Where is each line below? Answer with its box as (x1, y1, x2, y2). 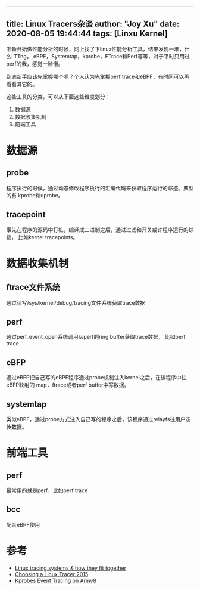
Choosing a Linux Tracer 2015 (14, 570, 89, 577)
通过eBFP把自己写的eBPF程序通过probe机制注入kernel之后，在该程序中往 (6, 374, 187, 381)
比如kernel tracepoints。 (17, 233, 79, 240)
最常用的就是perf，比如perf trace (6, 487, 88, 494)
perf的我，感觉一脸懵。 (6, 60, 64, 67)
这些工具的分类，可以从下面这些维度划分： (6, 93, 111, 100)
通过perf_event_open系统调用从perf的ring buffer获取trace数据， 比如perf (6, 333, 186, 341)
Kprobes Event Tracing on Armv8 (14, 577, 97, 584)
